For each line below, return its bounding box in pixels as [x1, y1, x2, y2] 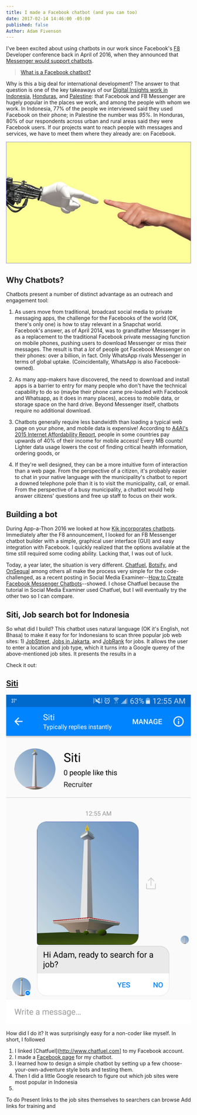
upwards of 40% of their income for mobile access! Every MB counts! [14, 437, 184, 444]
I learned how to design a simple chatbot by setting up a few [14, 1060, 161, 1067]
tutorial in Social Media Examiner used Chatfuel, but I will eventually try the [6, 587, 186, 594]
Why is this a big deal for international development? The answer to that [6, 80, 180, 88]
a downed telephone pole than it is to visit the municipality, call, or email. [14, 480, 191, 487]
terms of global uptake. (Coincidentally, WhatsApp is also [14, 359, 154, 366]
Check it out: [6, 661, 37, 668]
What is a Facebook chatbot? [20, 69, 91, 76]
